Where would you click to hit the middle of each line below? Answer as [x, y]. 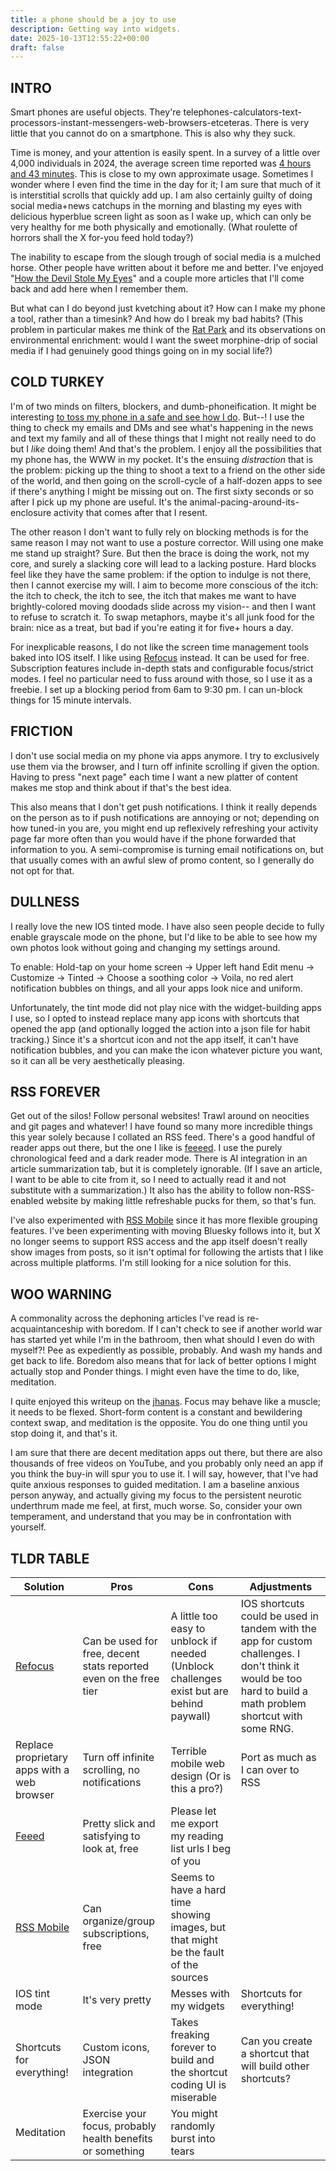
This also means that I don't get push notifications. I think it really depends [164, 807]
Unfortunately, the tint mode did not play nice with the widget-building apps [166, 1007]
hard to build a [274, 1691]
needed [188, 1653]
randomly [193, 2126]
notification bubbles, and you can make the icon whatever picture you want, [166, 1050]
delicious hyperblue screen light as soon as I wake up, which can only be [161, 217]
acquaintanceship [47, 1329]
